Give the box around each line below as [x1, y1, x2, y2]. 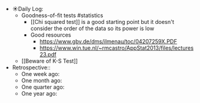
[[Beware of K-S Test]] [21, 58, 78, 64]
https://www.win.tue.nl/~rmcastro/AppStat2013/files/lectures [39, 44, 194, 51]
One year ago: [21, 90, 57, 97]
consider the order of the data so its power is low [30, 25, 155, 32]
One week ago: [21, 71, 60, 77]
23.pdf [39, 51, 57, 58]
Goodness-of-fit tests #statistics [21, 12, 104, 19]
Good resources [30, 31, 72, 39]
